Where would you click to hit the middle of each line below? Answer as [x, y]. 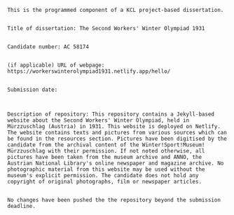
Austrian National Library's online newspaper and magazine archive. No [116, 163]
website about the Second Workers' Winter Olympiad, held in [98, 120]
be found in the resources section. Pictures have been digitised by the [117, 139]
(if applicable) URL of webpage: [56, 65]
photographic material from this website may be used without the [106, 169]
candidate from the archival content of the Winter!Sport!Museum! [106, 145]
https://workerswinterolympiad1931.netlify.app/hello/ [89, 71]
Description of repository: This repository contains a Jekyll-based [111, 114]
